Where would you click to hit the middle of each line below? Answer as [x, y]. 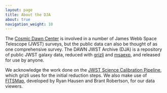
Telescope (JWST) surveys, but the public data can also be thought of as [81, 44]
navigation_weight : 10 [29, 24]
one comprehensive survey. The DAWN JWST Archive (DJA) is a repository [84, 49]
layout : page [19, 10]
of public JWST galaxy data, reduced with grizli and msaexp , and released [83, 55]
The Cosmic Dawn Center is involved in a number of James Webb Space [81, 39]
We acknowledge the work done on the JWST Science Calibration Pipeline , [83, 70]
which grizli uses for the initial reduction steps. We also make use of [76, 75]
